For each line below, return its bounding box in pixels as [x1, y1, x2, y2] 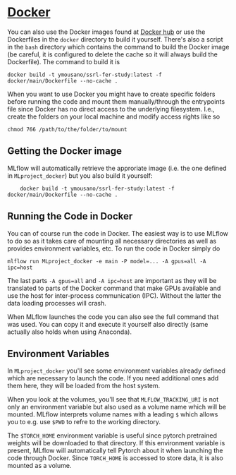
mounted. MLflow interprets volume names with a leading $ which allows [7, 410, 218, 419]
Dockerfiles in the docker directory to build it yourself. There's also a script [7, 35, 223, 43]
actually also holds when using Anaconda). [7, 327, 132, 336]
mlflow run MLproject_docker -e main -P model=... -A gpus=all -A [7, 258, 206, 265]
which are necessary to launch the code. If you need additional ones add [7, 374, 219, 383]
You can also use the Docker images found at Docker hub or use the [7, 28, 206, 36]
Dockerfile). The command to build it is [7, 57, 120, 66]
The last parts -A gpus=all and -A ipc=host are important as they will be [7, 276, 217, 284]
